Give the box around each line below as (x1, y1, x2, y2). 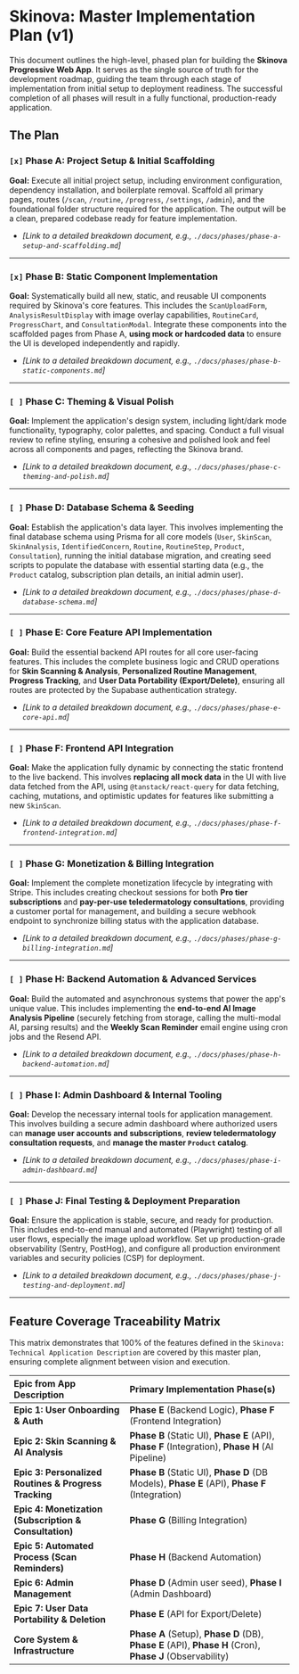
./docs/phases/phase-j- (193, 1272, 282, 1281)
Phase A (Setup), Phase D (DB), (129, 1628, 264, 1640)
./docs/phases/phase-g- (193, 935, 282, 944)
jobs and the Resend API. (9, 1031, 101, 1042)
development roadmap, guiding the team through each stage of (9, 73, 242, 84)
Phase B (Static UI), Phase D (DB (129, 1466, 269, 1479)
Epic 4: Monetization (13, 1503, 103, 1515)
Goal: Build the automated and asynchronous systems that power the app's (9, 993, 287, 1004)
